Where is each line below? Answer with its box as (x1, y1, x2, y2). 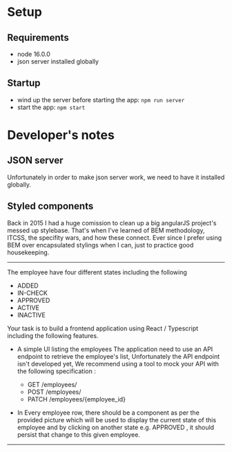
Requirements (7, 32, 69, 44)
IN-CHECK (17, 288, 48, 297)
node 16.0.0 (17, 50, 50, 58)
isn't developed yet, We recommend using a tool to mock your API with (17, 359, 220, 368)
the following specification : (17, 367, 97, 375)
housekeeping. (7, 248, 50, 256)
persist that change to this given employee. (17, 430, 140, 439)
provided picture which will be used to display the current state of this (17, 415, 216, 424)
